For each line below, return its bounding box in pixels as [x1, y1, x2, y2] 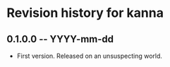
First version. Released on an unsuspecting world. [16, 51, 163, 60]
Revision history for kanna [6, 5, 164, 21]
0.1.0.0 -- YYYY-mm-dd [6, 33, 114, 45]
